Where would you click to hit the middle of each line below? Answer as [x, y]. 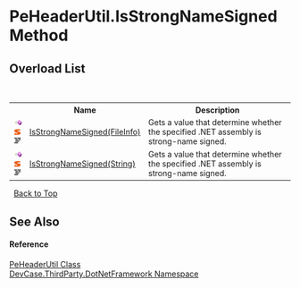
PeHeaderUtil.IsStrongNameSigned [144, 17]
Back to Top [35, 193]
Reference [29, 244]
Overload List [47, 68]
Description [217, 110]
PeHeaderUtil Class [45, 264]
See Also [34, 221]
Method [39, 35]
